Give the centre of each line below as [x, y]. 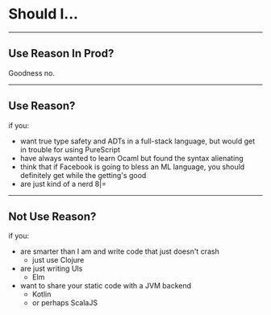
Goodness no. [31, 73]
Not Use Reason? [52, 216]
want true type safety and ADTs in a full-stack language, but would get [138, 141]
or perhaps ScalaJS [65, 303]
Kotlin [42, 294]
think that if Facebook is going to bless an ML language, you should [132, 167]
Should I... [44, 14]
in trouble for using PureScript [70, 149]
